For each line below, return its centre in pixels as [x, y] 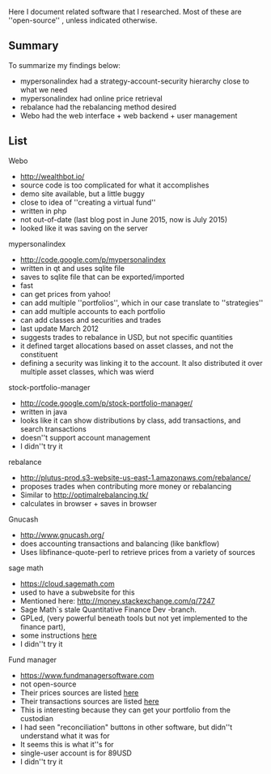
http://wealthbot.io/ [52, 176]
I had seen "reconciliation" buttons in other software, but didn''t [126, 727]
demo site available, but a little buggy [82, 193]
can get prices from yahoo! [65, 294]
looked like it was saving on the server [84, 228]
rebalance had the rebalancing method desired [98, 107]
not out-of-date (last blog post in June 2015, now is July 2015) [124, 219]
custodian [37, 718]
